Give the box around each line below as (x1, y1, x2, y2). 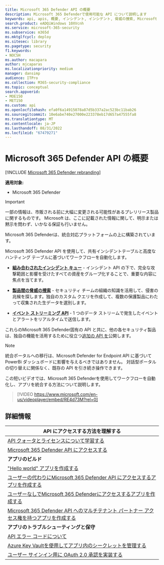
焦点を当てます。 (12, 277, 46, 283)
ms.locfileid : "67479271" (5, 130, 58, 135)
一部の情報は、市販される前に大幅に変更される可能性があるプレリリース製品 (5, 209, 159, 215)
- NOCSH (5, 52, 21, 58)
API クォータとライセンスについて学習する (7, 437, 105, 444)
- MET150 (5, 99, 23, 103)
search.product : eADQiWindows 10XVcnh (5, 21, 84, 26)
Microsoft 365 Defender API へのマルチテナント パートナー (7, 507, 143, 514)
